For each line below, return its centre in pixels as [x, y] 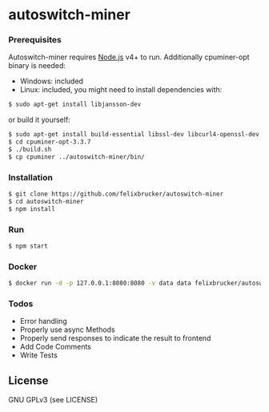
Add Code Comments [56, 347]
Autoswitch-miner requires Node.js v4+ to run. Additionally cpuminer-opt [129, 57]
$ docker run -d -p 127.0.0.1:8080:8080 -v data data [100, 283]
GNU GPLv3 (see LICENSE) [53, 400]
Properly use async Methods [67, 329]
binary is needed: [37, 66]
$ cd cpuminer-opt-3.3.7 [50, 142]
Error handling [43, 321]
